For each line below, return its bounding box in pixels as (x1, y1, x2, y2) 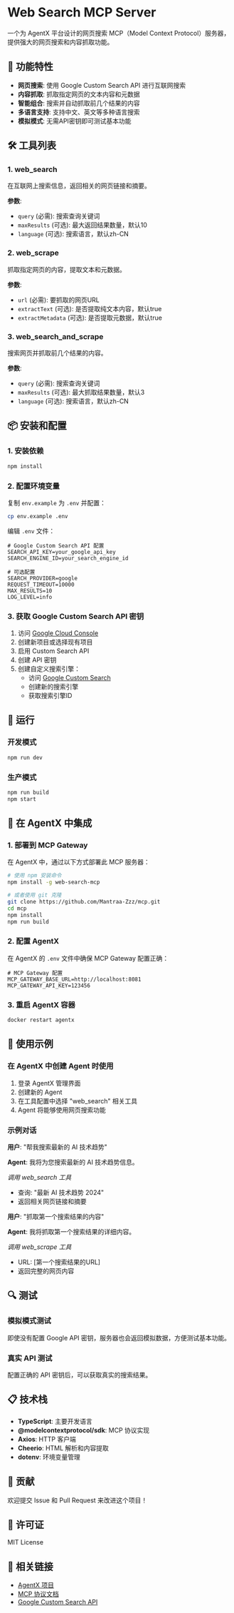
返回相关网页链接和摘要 (17, 1197, 87, 1205)
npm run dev (7, 754, 43, 761)
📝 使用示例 (7, 1038, 53, 1050)
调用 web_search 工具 (7, 1173, 72, 1181)
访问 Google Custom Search (28, 674, 112, 682)
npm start (7, 795, 37, 803)
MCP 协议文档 (17, 1589, 59, 1599)
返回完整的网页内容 (17, 1266, 75, 1275)
